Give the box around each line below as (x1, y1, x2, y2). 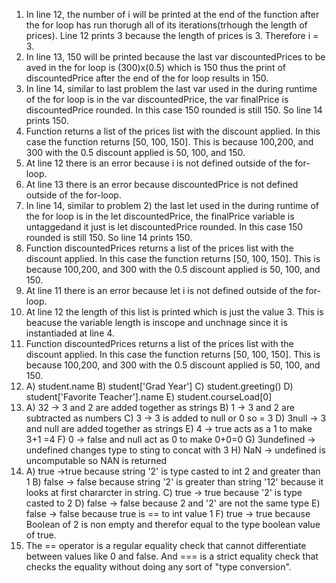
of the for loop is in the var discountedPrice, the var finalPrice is (25, 94, 289, 105)
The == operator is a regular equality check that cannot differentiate (25, 540, 307, 551)
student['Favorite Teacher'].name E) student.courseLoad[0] (25, 391, 273, 403)
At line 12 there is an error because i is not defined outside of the (25, 157, 293, 169)
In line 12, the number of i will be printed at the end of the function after (25, 9, 320, 20)
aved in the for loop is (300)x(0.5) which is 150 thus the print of (25, 62, 286, 73)
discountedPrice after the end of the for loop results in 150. (25, 72, 269, 84)
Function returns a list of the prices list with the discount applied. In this (25, 125, 321, 137)
